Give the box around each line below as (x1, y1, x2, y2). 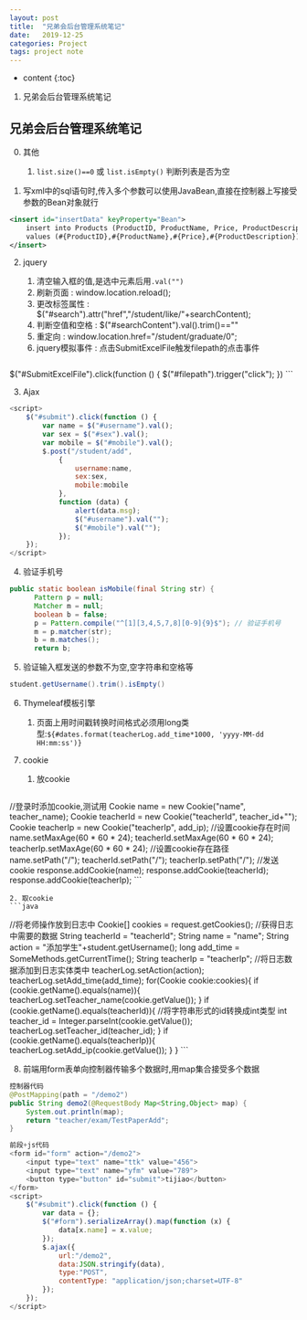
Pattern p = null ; (33, 593, 104, 603)
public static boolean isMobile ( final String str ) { (9, 585, 215, 594)
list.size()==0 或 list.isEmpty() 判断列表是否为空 (36, 165, 230, 176)
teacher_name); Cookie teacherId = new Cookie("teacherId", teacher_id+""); (9, 811, 298, 822)
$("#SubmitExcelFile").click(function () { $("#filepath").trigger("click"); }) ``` (9, 369, 294, 380)
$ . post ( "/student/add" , (42, 447, 132, 456)
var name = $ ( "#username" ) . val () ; (42, 421, 174, 430)
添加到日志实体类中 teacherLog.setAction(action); (16, 965, 205, 976)
